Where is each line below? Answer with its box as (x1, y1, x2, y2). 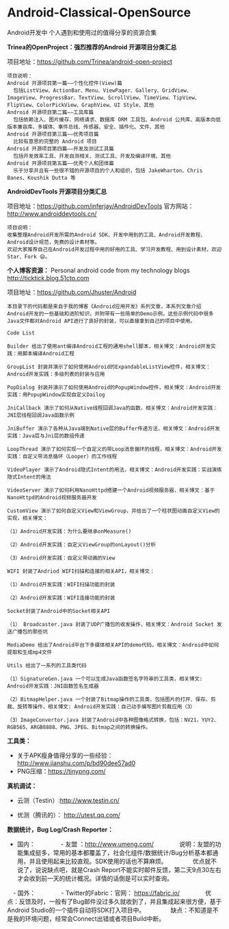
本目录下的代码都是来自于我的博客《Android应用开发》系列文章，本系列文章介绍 (7, 303, 202, 310)
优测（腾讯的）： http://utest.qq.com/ (16, 810, 121, 819)
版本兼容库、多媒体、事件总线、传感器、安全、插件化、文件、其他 (7, 123, 165, 130)
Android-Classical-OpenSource (7, 5, 191, 21)
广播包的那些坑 (12, 628, 49, 635)
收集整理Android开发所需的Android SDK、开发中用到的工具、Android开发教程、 (7, 231, 206, 238)
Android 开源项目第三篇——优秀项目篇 (7, 130, 99, 138)
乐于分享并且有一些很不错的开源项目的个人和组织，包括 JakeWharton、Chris (13, 167, 203, 174)
